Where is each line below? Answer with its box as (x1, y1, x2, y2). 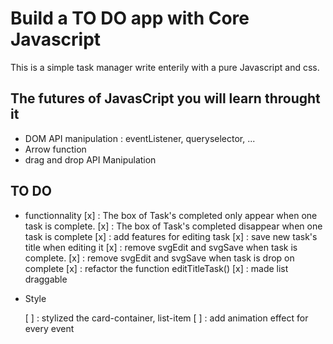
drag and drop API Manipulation (24, 153, 157, 166)
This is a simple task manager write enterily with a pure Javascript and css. (10, 61, 320, 73)
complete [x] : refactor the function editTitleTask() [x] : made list (24, 262, 289, 274)
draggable (24, 273, 68, 285)
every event (24, 322, 75, 334)
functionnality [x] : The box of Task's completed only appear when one (24, 209, 318, 221)
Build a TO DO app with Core (10, 7, 250, 30)
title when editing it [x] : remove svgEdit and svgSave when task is (24, 241, 298, 253)
